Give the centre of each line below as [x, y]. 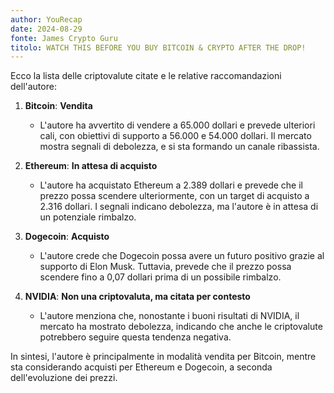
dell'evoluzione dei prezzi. [64, 378]
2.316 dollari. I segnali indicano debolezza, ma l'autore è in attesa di [179, 207]
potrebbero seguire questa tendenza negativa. [135, 337]
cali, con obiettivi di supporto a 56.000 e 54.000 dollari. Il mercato [175, 136]
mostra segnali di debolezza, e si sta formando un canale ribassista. [179, 147]
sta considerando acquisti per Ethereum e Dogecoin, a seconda [141, 367]
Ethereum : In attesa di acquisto [91, 166]
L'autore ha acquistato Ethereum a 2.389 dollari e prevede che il [171, 185]
